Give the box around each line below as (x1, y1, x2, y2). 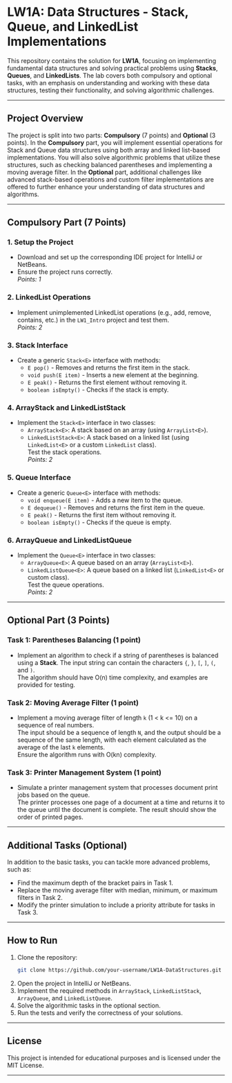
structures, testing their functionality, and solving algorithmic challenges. (7, 86, 215, 94)
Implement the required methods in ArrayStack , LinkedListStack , (17, 986, 202, 995)
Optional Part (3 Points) (7, 614, 110, 626)
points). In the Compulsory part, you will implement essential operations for (7, 138, 223, 146)
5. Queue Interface (7, 473, 71, 483)
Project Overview (7, 112, 84, 125)
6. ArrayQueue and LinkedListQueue (7, 535, 133, 545)
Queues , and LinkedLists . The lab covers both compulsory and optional (7, 71, 213, 80)
